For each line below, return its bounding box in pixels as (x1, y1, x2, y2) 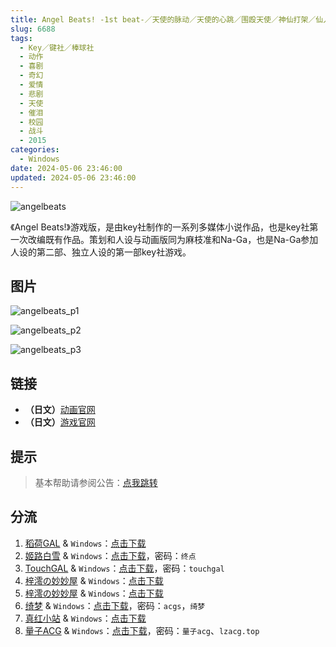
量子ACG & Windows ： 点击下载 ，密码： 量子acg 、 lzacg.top (24, 624, 260, 636)
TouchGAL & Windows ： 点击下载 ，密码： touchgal (24, 562, 225, 574)
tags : (10, 33, 33, 43)
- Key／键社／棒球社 (19, 42, 95, 53)
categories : (10, 145, 60, 155)
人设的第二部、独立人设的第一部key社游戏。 (10, 246, 192, 258)
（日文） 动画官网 (24, 404, 96, 416)
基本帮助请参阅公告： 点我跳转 (34, 476, 158, 488)
